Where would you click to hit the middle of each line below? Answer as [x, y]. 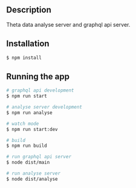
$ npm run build [27, 146]
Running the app [38, 76]
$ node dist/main [28, 163]
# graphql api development [40, 90]
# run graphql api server [39, 157]
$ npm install [24, 58]
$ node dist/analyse [32, 179]
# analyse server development [44, 107]
